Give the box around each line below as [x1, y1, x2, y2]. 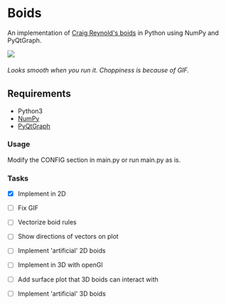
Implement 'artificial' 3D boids [17, 289, 107, 298]
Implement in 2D [17, 190, 66, 198]
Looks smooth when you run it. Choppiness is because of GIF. [7, 65, 190, 74]
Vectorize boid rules [17, 218, 77, 227]
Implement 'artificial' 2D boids [17, 247, 106, 255]
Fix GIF [17, 204, 39, 213]
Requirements [7, 87, 71, 100]
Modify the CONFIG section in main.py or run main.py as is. [7, 155, 181, 164]
